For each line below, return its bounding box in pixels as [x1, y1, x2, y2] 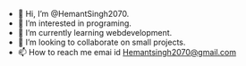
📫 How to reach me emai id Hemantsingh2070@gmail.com [17, 47, 237, 57]
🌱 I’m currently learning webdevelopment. [17, 28, 173, 37]
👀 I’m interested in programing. [17, 18, 132, 29]
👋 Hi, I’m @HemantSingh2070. [17, 9, 130, 19]
